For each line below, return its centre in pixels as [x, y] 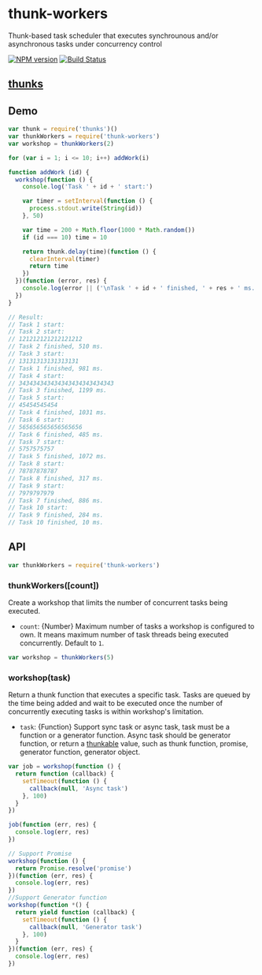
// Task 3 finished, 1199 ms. [58, 390]
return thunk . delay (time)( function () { [89, 252]
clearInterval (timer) [65, 259]
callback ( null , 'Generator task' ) [86, 927]
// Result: [26, 317]
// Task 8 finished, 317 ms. [56, 478]
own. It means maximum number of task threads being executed [124, 635]
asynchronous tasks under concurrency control [85, 43]
